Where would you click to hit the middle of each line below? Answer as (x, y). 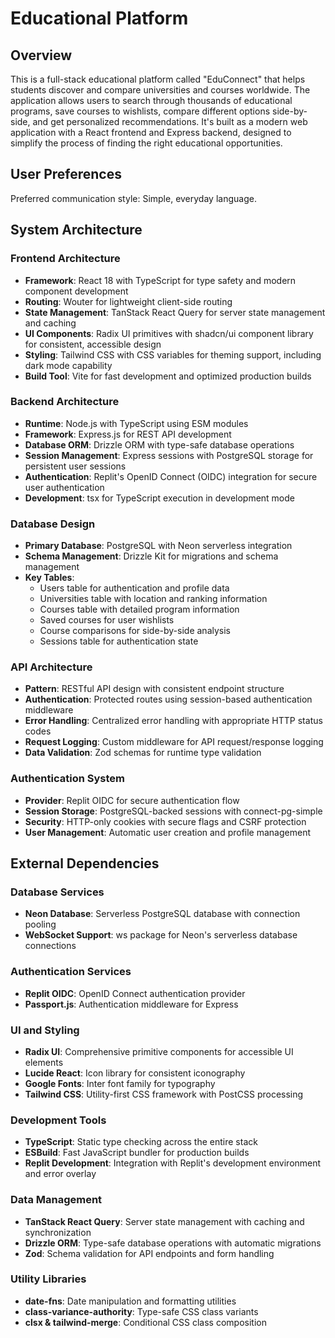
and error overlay (60, 1174)
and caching (50, 323)
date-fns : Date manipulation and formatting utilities (130, 1301)
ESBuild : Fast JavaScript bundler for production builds (137, 1153)
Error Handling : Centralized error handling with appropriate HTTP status (173, 721)
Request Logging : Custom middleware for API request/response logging (174, 742)
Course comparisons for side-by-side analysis (135, 631)
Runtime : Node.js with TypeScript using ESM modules (136, 423)
